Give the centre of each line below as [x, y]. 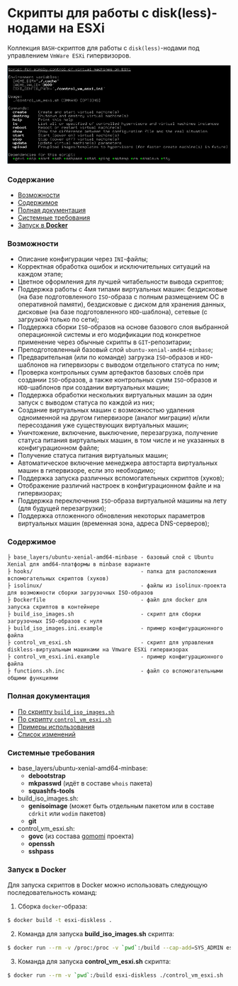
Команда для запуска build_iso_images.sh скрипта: [96, 934]
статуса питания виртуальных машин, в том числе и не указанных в [121, 440]
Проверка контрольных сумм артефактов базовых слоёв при [110, 373]
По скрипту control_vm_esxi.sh [64, 719]
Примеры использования [56, 727]
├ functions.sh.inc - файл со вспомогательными [115, 671]
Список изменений [46, 734]
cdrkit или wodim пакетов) [67, 814]
